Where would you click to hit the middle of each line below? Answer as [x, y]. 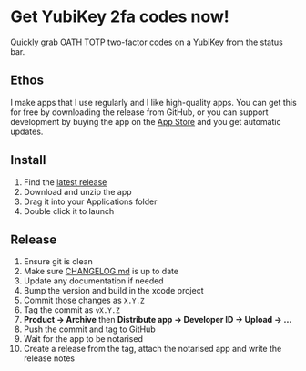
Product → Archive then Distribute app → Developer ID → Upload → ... [158, 320]
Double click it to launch [69, 211]
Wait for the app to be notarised [83, 339]
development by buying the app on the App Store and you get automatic [146, 121]
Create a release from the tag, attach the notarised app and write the [153, 349]
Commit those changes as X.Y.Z [84, 300]
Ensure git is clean [58, 262]
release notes [49, 358]
